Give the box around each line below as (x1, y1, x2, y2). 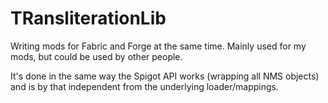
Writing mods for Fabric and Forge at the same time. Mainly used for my (10, 40, 307, 52)
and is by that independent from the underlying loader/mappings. (10, 80, 279, 92)
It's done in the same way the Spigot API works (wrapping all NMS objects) (10, 70, 320, 82)
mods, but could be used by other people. (10, 50, 183, 62)
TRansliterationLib (10, 7, 167, 30)
